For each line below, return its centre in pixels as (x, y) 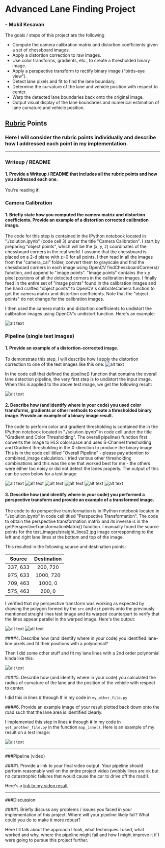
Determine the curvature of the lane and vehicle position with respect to (85, 87)
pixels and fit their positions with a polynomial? (61, 643)
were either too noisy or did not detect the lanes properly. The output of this (82, 468)
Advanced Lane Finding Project (70, 9)
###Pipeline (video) (25, 756)
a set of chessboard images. (41, 50)
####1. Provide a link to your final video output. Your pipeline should (74, 766)
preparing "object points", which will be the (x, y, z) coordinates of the (76, 247)
